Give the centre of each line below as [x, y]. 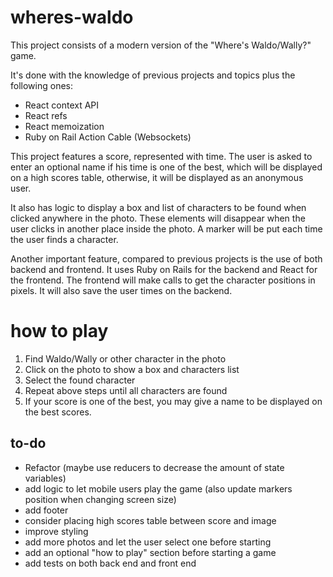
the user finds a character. [64, 239]
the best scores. [58, 412]
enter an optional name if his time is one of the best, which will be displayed [166, 167]
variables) [45, 478]
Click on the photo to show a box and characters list [132, 369]
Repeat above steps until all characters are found [126, 390]
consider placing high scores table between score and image [150, 520]
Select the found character [80, 380]
